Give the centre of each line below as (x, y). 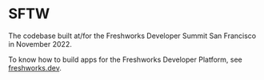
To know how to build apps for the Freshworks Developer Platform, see (125, 59)
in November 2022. (40, 44)
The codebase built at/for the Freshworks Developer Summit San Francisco (132, 36)
